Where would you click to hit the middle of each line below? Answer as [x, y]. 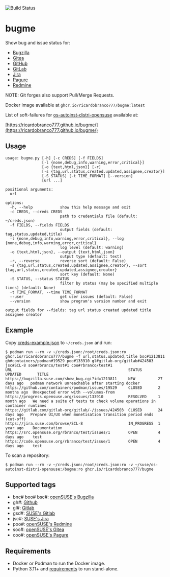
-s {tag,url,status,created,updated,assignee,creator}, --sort [78, 265]
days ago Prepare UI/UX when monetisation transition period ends [79, 414]
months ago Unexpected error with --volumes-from [60, 392]
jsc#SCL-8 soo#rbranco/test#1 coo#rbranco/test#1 [59, 365]
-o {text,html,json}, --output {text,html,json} [62, 252]
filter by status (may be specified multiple [109, 283]
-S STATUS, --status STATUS [40, 279]
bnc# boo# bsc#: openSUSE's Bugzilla [53, 497]
